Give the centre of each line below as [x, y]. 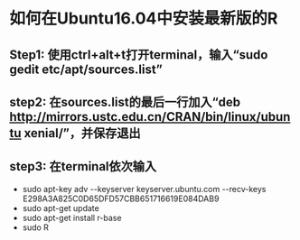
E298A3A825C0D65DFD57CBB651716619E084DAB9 [121, 198]
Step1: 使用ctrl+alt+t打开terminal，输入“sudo [139, 55]
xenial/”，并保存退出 [82, 133]
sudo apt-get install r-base [72, 217]
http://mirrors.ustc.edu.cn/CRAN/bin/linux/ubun [150, 117]
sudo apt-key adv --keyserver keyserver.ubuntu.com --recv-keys [144, 189]
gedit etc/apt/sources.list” [86, 69]
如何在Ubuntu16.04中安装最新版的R [144, 18]
